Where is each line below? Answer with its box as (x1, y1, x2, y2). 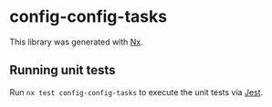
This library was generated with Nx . (9, 36, 143, 47)
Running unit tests (9, 63, 116, 78)
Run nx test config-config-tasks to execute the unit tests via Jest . (9, 86, 264, 97)
